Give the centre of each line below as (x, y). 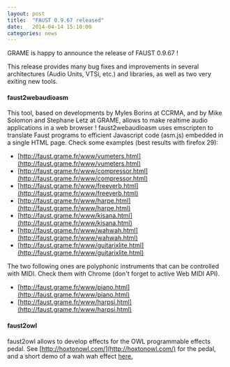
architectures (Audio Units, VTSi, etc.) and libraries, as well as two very (109, 74)
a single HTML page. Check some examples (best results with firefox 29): (113, 143)
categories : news (32, 33)
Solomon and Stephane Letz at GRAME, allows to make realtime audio (107, 120)
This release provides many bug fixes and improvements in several (103, 66)
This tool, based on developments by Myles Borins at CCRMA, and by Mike (115, 113)
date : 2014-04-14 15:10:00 (49, 27)
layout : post (26, 14)
